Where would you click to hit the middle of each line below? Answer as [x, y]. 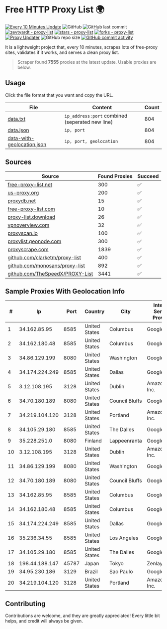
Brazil [91, 572]
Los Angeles [124, 538]
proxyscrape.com [28, 249]
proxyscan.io [23, 233]
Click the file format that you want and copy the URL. [59, 95]
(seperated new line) [89, 122]
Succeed [148, 176]
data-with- [21, 138]
